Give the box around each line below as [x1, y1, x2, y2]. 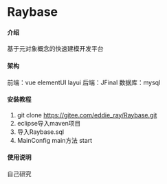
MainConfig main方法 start [16, 136, 93, 144]
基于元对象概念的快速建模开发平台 [7, 45, 104, 53]
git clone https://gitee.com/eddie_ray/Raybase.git [16, 111, 157, 119]
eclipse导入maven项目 [16, 119, 81, 127]
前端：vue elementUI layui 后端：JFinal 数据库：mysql [7, 78, 161, 87]
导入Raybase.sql [16, 128, 64, 136]
